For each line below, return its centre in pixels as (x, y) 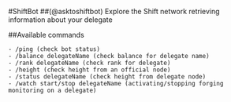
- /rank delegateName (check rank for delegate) (89, 63)
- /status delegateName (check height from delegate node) (107, 77)
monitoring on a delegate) (52, 90)
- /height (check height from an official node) (89, 70)
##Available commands (46, 35)
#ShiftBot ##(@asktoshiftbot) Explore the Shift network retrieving (114, 11)
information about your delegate (60, 20)
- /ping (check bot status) (54, 49)
